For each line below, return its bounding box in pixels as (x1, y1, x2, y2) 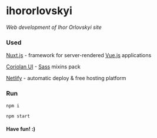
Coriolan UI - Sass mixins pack (6, 63, 81, 70)
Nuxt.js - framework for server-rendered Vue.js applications (6, 52, 152, 59)
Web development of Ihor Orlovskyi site (6, 24, 102, 31)
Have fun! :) (6, 126, 36, 133)
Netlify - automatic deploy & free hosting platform (6, 75, 126, 82)
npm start (6, 113, 31, 119)
